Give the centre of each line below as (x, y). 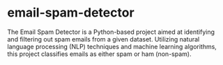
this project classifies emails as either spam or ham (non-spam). (99, 54)
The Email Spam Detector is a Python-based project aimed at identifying (111, 32)
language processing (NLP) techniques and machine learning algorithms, (112, 46)
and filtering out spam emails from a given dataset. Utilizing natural (103, 39)
